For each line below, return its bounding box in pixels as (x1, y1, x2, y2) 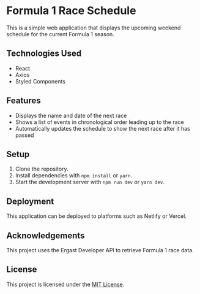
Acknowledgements (6, 230, 85, 241)
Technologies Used (6, 48, 81, 59)
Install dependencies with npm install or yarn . (15, 172, 133, 179)
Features (6, 96, 41, 106)
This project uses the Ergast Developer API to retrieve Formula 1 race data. (6, 247, 194, 253)
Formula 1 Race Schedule (6, 4, 136, 18)
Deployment (6, 196, 54, 206)
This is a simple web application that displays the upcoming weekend (6, 24, 181, 31)
